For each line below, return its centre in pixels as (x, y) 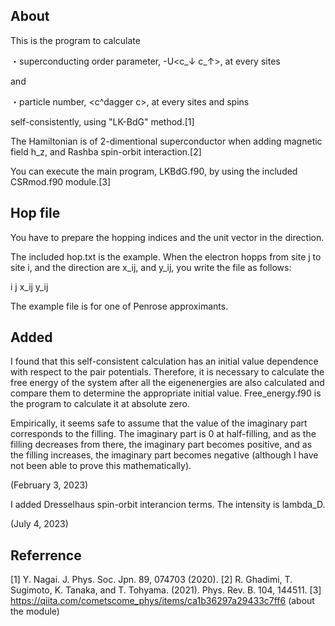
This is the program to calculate (75, 40)
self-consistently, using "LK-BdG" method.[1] (102, 121)
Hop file (35, 213)
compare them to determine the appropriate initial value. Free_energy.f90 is (166, 393)
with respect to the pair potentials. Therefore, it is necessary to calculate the (167, 372)
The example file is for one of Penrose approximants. (119, 306)
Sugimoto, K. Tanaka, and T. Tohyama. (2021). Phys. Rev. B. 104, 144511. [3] (166, 590)
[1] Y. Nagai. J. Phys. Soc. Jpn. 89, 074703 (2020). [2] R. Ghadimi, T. (151, 580)
